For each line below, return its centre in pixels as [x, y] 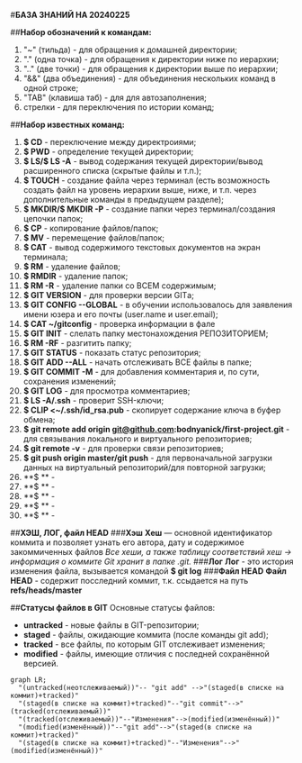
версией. [41, 663]
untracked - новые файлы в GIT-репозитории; [111, 625]
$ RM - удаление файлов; [71, 266]
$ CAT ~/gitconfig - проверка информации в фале [119, 324]
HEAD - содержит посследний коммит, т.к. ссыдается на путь [129, 581]
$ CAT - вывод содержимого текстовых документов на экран [142, 247]
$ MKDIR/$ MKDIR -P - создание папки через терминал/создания [149, 209]
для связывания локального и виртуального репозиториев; [138, 439]
